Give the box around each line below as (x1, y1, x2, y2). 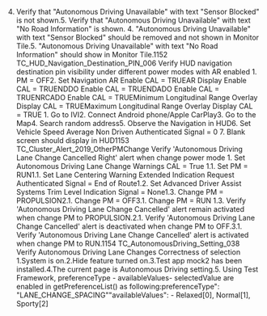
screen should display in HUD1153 (15, 136, 129, 145)
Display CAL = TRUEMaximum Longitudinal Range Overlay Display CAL (15, 101, 253, 111)
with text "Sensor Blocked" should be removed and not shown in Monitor (15, 32, 260, 42)
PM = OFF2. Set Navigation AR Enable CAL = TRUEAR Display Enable (15, 76, 247, 85)
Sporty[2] (15, 299, 49, 308)
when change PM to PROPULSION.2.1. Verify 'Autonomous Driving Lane (15, 213, 256, 222)
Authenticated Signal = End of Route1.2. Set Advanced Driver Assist (15, 179, 242, 188)
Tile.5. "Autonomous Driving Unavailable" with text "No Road (15, 41, 218, 51)
